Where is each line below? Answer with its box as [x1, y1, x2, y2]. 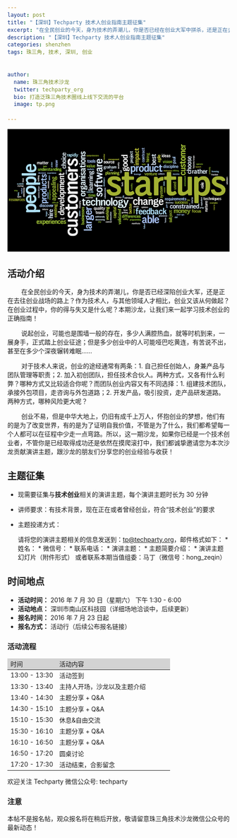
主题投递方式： [17, 520, 61, 529]
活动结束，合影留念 [59, 760, 115, 769]
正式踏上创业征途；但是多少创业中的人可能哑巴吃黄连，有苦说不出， [31, 338, 230, 346]
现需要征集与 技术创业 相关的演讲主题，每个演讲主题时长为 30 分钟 [17, 490, 209, 498]
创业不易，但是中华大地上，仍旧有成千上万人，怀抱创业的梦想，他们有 [20, 412, 226, 420]
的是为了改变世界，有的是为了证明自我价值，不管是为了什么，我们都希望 [7, 421, 217, 430]
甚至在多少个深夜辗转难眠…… [7, 347, 93, 355]
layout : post [7, 11, 46, 18]
